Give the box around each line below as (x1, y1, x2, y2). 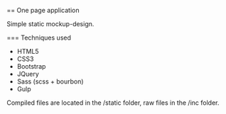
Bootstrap (16, 62, 46, 70)
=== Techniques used (6, 33, 72, 42)
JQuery (16, 70, 40, 78)
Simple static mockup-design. (6, 20, 95, 28)
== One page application (6, 6, 80, 14)
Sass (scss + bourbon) (16, 77, 84, 86)
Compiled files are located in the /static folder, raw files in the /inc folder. (6, 98, 220, 107)
